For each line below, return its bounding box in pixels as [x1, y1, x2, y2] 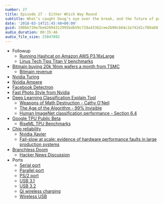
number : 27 [5, 7, 27, 12]
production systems [19, 141, 60, 147]
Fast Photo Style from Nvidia [12, 89, 70, 95]
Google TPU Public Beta [12, 115, 61, 121]
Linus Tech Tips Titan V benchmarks [19, 58, 94, 64]
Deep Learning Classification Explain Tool [12, 94, 96, 100]
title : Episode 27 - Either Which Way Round [5, 12, 97, 17]
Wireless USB [19, 193, 47, 199]
